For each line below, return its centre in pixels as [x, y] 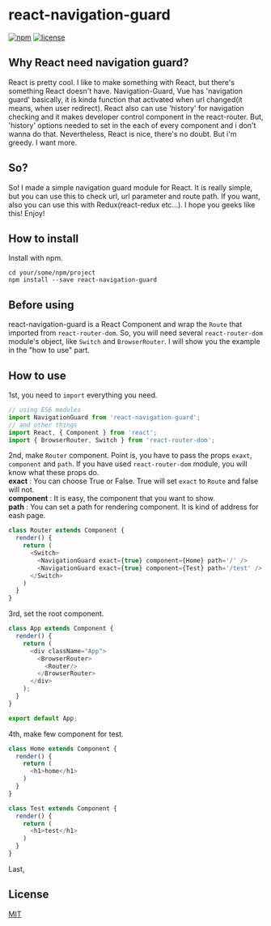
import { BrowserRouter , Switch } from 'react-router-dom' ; [112, 440]
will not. [21, 490]
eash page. [27, 516]
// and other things [43, 425]
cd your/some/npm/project [52, 273]
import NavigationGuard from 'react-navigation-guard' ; [104, 417]
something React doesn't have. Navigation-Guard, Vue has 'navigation [126, 91]
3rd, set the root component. [56, 614]
